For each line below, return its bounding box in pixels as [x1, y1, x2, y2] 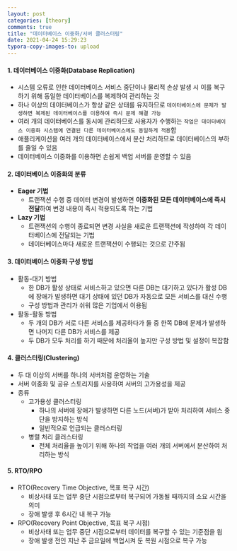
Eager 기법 [17, 186, 49, 195]
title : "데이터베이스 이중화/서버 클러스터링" [7, 30, 123, 37]
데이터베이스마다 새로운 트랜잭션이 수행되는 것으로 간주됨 [28, 239, 186, 248]
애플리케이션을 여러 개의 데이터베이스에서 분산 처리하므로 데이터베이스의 [17, 135, 217, 143]
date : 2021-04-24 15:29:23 [7, 37, 87, 44]
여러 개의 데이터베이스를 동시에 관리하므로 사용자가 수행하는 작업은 [17, 117, 199, 126]
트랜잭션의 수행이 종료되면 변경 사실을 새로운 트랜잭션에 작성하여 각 [28, 222, 214, 230]
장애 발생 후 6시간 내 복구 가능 [28, 510, 112, 519]
